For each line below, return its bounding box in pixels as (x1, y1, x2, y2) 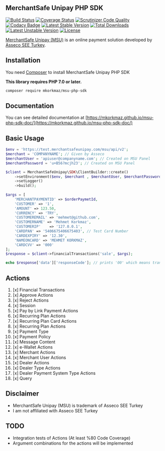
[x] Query (12, 375, 32, 381)
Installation (5, 56, 41, 65)
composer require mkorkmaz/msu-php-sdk (5, 88, 87, 93)
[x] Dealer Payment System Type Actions (12, 370, 96, 376)
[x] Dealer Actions (12, 359, 49, 365)
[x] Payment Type (12, 328, 49, 334)
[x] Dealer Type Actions (12, 365, 61, 371)
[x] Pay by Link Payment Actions (12, 308, 78, 313)
